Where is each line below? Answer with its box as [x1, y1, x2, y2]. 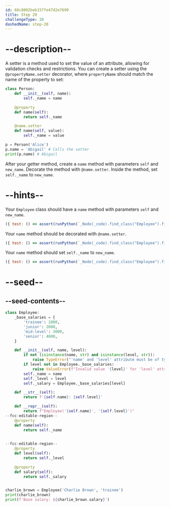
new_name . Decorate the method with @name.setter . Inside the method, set [5, 166, 158, 172]
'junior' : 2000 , [23, 324, 58, 329]
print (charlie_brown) [5, 492, 51, 498]
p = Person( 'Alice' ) [5, 142, 49, 147]
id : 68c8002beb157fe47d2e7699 [5, 7, 69, 13]
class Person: [5, 86, 35, 91]
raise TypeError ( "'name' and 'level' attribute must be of [32, 357, 159, 362]
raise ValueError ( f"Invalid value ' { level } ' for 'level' [32, 366, 155, 371]
